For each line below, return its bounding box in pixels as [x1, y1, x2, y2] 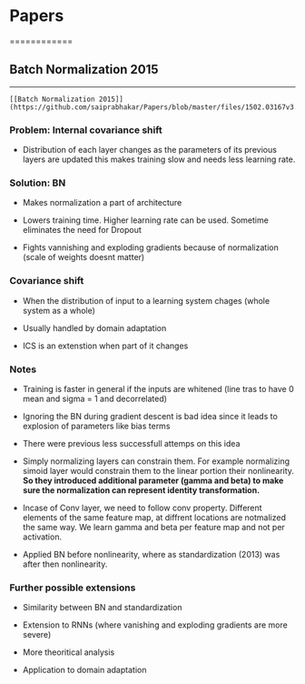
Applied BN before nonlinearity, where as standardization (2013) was [22, 548, 280, 559]
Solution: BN [9, 176, 66, 189]
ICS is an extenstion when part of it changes [22, 340, 189, 351]
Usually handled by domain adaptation [22, 322, 167, 333]
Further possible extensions [9, 581, 136, 594]
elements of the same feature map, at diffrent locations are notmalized [22, 511, 286, 523]
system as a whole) [22, 305, 95, 316]
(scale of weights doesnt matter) [22, 252, 145, 263]
